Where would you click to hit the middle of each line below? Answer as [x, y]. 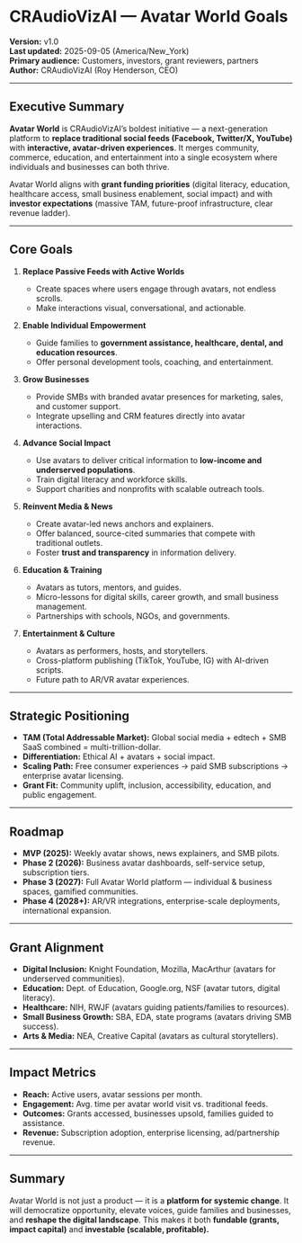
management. [61, 606]
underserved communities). [74, 979]
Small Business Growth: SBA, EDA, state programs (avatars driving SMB [157, 1017]
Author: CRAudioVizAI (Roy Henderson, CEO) [94, 70]
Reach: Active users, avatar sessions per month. [112, 1094]
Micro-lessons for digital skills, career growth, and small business [157, 596]
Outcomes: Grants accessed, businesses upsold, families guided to [148, 1113]
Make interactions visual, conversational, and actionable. [141, 308]
